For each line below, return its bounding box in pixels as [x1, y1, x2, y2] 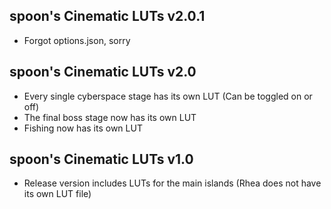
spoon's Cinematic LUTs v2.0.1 [9, 8, 206, 25]
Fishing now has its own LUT [23, 122, 143, 134]
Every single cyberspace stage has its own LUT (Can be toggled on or [23, 90, 313, 102]
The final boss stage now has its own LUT [23, 111, 197, 123]
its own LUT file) [23, 188, 92, 200]
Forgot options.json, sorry [23, 34, 131, 46]
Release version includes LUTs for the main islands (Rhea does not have [23, 177, 322, 189]
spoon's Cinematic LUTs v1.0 [9, 151, 194, 168]
